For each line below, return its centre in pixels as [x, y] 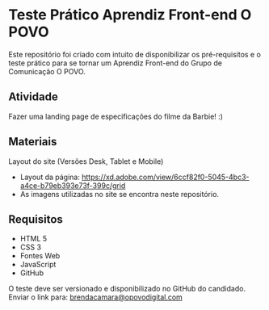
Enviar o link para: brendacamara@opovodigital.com [96, 297]
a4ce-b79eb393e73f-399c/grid [73, 185]
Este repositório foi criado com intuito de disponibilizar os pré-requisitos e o [134, 54]
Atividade [33, 97]
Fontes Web [40, 256]
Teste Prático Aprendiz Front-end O [130, 15]
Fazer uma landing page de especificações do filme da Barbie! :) [116, 116]
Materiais [33, 142]
